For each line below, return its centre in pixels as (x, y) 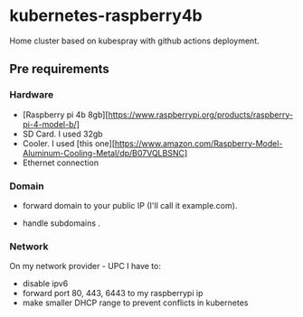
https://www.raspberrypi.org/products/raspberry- (201, 115)
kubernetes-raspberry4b (106, 16)
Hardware (32, 95)
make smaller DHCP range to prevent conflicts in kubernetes (135, 303)
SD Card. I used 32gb (62, 134)
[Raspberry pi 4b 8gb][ (65, 115)
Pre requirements (60, 69)
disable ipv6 (45, 284)
